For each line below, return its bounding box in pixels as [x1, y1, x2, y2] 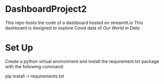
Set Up [5, 42, 34, 54]
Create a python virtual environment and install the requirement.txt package [5, 58, 160, 64]
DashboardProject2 [5, 3, 87, 15]
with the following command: [5, 63, 64, 69]
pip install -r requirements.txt [5, 73, 64, 79]
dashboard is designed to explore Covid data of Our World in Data [5, 25, 140, 30]
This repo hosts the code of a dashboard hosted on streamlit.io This [5, 20, 143, 26]
